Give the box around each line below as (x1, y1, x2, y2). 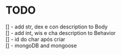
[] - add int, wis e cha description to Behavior (5, 29, 116, 36)
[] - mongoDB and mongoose (5, 42, 78, 49)
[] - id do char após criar (5, 35, 66, 43)
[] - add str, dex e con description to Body (5, 23, 108, 30)
